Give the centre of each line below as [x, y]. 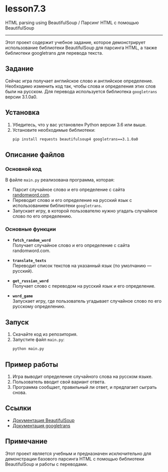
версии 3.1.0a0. [21, 97]
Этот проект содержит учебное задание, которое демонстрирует [75, 42]
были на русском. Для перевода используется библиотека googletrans [81, 91]
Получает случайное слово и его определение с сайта [71, 246]
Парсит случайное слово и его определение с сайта [68, 190]
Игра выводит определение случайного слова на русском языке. [82, 376]
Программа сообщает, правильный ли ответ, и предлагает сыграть [84, 387]
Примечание [26, 441]
